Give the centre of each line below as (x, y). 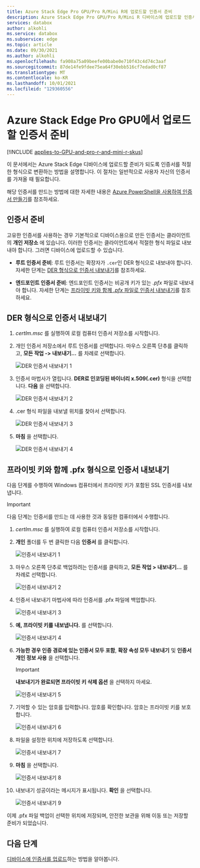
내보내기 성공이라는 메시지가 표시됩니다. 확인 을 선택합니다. (83, 790)
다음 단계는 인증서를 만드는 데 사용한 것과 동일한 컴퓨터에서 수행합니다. (88, 517)
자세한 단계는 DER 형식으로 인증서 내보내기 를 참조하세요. (81, 270)
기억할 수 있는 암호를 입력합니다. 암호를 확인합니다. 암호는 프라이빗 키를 (98, 707)
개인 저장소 (26, 242)
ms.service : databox (32, 34)
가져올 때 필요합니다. (37, 179)
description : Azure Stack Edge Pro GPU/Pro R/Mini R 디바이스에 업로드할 (94, 17)
